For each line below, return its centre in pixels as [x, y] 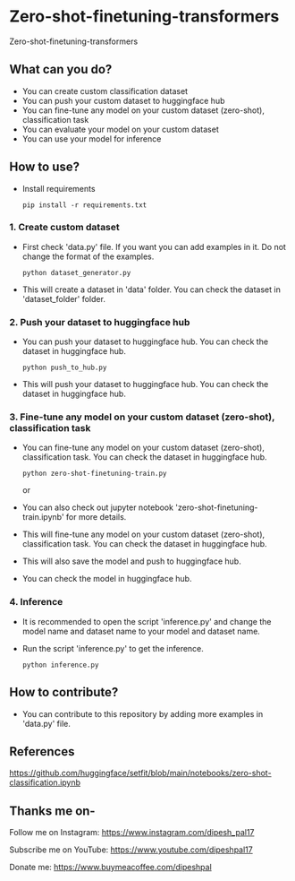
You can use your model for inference [92, 138]
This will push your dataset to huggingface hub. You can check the [145, 384]
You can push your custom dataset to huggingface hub [123, 100]
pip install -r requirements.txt [84, 205]
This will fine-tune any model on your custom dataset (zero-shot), [143, 534]
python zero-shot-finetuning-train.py [94, 474]
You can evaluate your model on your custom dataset [120, 129]
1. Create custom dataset [65, 228]
